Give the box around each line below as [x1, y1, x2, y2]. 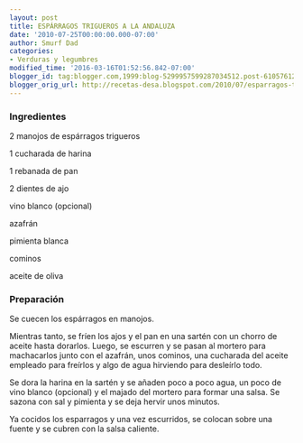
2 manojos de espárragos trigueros [9, 130, 141, 141]
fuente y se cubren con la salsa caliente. [9, 423, 160, 434]
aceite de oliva [9, 270, 64, 281]
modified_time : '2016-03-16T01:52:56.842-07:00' [9, 64, 196, 73]
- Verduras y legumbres [9, 55, 99, 64]
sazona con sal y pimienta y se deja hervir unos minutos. [9, 396, 221, 407]
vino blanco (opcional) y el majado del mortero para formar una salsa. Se [9, 387, 280, 398]
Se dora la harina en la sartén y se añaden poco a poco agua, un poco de [9, 377, 282, 388]
